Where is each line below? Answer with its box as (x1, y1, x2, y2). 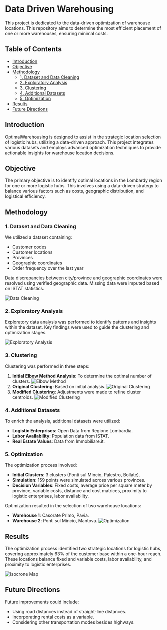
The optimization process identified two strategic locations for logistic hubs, (5, 546, 162, 552)
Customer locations (12, 249, 53, 255)
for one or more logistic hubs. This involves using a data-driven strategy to (5, 183, 159, 189)
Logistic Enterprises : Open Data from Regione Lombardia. (12, 427, 133, 433)
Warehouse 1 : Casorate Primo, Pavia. (12, 512, 89, 518)
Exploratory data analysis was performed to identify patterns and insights (5, 319, 156, 325)
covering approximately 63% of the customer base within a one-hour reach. (5, 551, 162, 557)
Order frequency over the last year (12, 265, 84, 271)
